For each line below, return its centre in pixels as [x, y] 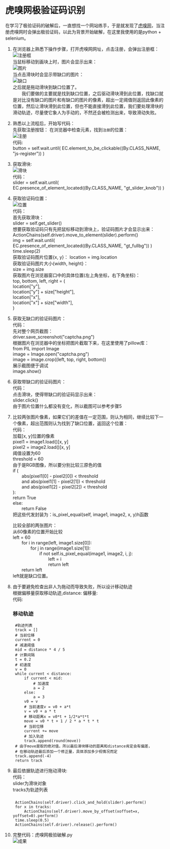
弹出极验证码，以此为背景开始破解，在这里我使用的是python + [97, 32]
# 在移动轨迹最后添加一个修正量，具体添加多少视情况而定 [66, 752]
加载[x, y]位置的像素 [33, 436]
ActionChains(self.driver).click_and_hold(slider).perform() [81, 802]
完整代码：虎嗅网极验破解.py [42, 835]
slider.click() [25, 400]
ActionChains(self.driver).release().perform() [66, 825]
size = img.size [28, 269]
